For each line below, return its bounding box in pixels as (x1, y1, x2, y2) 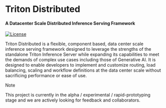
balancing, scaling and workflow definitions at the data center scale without (5, 67, 161, 73)
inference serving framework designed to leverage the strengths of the (5, 46, 151, 52)
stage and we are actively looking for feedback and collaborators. (5, 97, 140, 103)
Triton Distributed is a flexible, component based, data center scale (5, 41, 143, 47)
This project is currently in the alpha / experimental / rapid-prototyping (5, 92, 151, 98)
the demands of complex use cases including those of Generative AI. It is (5, 57, 156, 63)
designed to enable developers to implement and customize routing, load (5, 62, 156, 68)
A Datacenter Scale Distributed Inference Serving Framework (5, 20, 135, 26)
